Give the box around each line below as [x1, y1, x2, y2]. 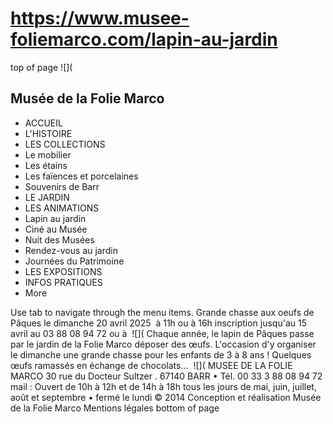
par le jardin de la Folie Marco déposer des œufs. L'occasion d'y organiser [10, 338, 317, 350]
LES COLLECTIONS [24, 138, 106, 150]
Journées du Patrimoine [24, 255, 125, 267]
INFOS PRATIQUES [24, 276, 103, 288]
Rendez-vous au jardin [24, 244, 118, 256]
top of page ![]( [10, 61, 73, 73]
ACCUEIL [24, 117, 63, 129]
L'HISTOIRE [24, 127, 73, 139]
